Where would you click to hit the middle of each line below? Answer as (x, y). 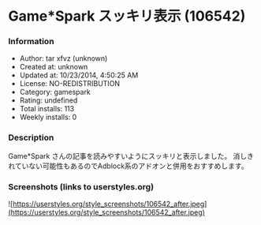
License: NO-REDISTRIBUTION (70, 84)
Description (31, 137)
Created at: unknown (54, 67)
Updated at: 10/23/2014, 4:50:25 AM (79, 75)
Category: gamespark (55, 92)
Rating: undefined (48, 100)
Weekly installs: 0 (48, 117)
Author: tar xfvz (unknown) (63, 58)
